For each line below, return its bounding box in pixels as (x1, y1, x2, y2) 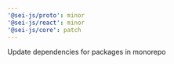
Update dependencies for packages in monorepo (7, 48, 166, 57)
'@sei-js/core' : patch (7, 26, 82, 34)
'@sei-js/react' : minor (7, 19, 85, 27)
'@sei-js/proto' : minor (7, 11, 85, 20)
